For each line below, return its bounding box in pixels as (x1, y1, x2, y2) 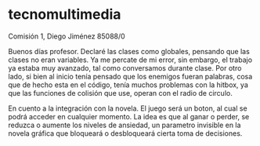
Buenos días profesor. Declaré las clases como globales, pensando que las (8, 46, 251, 56)
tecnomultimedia (8, 5, 121, 24)
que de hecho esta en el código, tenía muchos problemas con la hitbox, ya (8, 80, 248, 89)
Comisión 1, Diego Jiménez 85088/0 (8, 31, 125, 41)
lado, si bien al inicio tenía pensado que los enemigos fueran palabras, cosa (8, 71, 253, 81)
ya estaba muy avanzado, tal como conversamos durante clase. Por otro (8, 63, 242, 72)
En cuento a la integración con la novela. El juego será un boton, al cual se (8, 104, 248, 113)
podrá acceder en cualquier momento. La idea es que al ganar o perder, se (8, 111, 250, 121)
